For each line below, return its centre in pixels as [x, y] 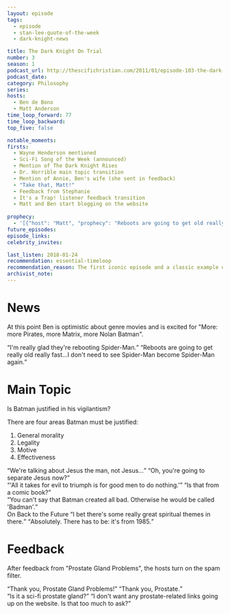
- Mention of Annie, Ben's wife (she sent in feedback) [94, 178]
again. [16, 362]
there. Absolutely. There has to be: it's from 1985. [79, 521]
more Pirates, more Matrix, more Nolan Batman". [75, 334]
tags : [15, 20]
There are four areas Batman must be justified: [73, 422]
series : [18, 90]
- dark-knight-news [41, 39]
